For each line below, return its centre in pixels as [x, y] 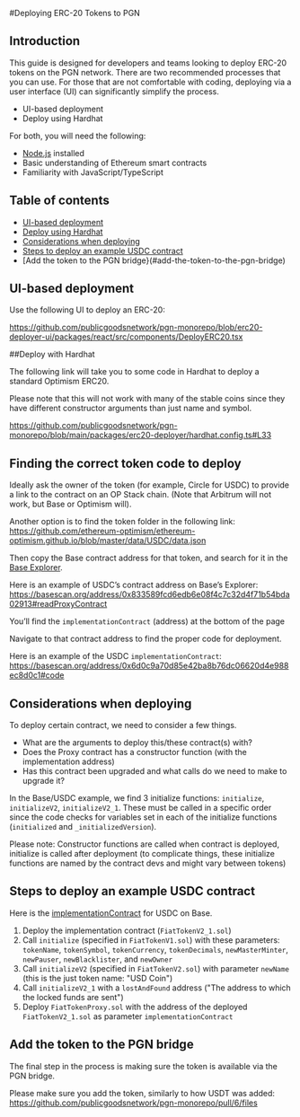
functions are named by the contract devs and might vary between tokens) [148, 863]
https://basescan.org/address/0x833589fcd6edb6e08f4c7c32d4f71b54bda [150, 594]
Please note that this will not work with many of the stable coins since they [147, 399]
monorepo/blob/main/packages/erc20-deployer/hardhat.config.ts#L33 [141, 435]
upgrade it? [44, 781]
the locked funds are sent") [73, 997]
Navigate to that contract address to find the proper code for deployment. [146, 639]
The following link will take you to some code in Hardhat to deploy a [134, 372]
